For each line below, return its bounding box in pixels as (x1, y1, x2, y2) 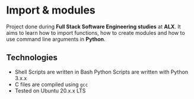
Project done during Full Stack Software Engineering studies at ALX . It (6, 23, 181, 30)
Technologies (6, 52, 58, 62)
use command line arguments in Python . (6, 35, 106, 42)
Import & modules (6, 4, 96, 17)
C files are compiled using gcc (14, 81, 88, 88)
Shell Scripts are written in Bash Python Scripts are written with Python (14, 68, 189, 75)
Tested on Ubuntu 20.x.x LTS (14, 87, 86, 94)
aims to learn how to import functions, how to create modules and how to (6, 29, 185, 36)
